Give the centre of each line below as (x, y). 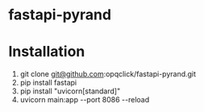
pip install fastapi (48, 83)
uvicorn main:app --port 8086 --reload (85, 100)
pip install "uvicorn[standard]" (70, 91)
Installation (47, 52)
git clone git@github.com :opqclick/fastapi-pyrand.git (108, 74)
